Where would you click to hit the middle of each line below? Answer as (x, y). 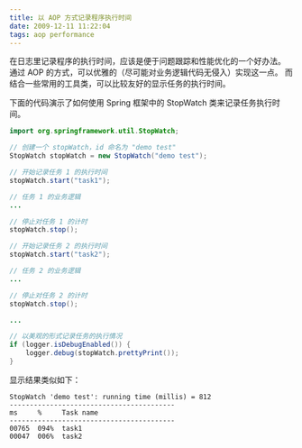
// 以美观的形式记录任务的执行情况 (66, 336)
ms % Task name (54, 412)
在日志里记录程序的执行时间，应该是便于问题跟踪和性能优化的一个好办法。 (147, 61)
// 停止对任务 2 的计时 (49, 295)
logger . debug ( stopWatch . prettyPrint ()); (102, 353)
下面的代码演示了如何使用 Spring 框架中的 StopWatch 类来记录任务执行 (141, 103)
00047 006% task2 (46, 436)
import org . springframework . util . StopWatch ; (94, 132)
